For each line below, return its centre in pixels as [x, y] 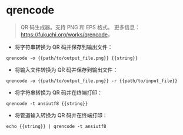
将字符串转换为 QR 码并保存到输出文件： [64, 47]
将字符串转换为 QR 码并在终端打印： [59, 92]
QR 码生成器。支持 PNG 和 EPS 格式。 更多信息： [80, 27]
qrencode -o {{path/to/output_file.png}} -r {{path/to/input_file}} [92, 81]
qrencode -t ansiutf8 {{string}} [47, 103]
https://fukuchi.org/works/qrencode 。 [66, 34]
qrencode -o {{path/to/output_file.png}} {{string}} [72, 58]
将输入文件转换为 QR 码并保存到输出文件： [66, 70]
